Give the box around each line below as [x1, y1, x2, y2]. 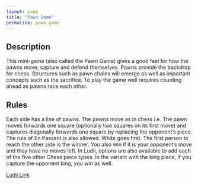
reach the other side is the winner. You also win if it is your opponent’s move [6, 141, 192, 148]
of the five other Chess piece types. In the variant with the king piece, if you [6, 154, 191, 160]
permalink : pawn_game [6, 20, 60, 26]
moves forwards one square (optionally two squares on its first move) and [6, 122, 187, 129]
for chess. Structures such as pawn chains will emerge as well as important [6, 70, 191, 77]
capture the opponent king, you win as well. [6, 160, 113, 167]
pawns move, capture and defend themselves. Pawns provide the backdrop [6, 64, 191, 71]
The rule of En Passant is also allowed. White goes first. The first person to [6, 135, 189, 141]
